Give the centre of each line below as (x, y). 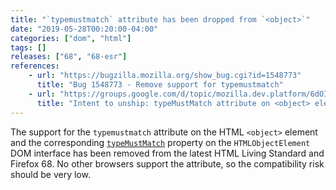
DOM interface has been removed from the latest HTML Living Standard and (167, 153)
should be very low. (50, 174)
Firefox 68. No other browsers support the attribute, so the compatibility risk (167, 163)
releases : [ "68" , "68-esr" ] (69, 57)
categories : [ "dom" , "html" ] (71, 38)
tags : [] (28, 47)
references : (35, 66)
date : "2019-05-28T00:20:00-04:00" (84, 29)
